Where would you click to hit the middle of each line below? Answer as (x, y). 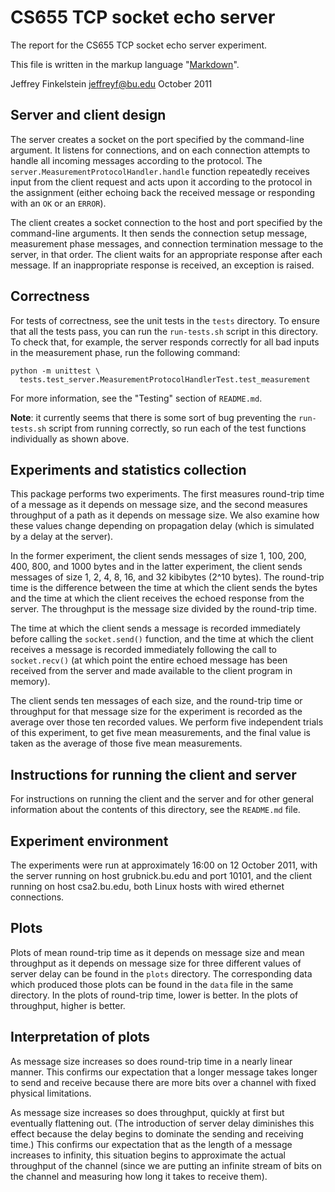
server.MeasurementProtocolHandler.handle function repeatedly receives (160, 171)
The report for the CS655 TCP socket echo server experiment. (139, 45)
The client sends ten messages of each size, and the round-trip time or (156, 701)
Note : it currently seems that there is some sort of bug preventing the (153, 417)
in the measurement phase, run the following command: (125, 352)
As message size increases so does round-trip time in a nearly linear (151, 1061)
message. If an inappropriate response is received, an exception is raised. (162, 265)
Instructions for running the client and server (153, 774)
